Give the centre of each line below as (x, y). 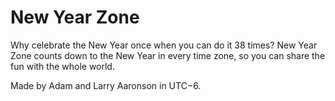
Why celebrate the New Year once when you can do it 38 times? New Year (164, 45)
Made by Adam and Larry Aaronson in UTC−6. (106, 85)
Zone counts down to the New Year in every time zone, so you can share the (168, 55)
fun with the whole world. (62, 66)
